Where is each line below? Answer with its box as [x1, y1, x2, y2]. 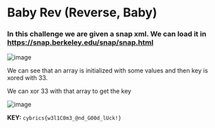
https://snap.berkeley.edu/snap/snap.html [7, 38, 154, 47]
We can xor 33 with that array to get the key [7, 87, 132, 95]
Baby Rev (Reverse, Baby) [7, 5, 158, 21]
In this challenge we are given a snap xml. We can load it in [7, 29, 207, 39]
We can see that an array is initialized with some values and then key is [7, 66, 208, 75]
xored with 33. [7, 74, 48, 82]
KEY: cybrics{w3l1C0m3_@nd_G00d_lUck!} [7, 114, 122, 122]
